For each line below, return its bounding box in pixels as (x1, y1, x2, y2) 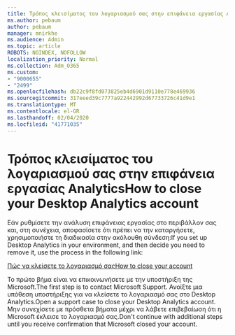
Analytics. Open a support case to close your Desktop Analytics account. (7, 298, 216, 306)
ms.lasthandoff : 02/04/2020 (7, 114, 90, 121)
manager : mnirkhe (7, 29, 58, 37)
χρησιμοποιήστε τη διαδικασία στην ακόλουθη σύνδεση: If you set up (7, 234, 208, 242)
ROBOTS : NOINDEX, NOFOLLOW (7, 50, 86, 57)
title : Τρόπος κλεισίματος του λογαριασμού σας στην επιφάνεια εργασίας (7, 10, 224, 17)
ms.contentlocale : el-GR (7, 108, 80, 115)
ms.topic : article (7, 43, 61, 50)
